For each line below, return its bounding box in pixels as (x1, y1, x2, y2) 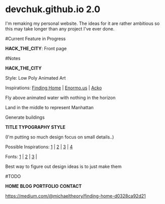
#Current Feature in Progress (5, 36, 66, 42)
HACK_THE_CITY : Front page (5, 45, 67, 51)
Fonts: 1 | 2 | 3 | (5, 153, 37, 159)
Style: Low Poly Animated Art (5, 75, 66, 81)
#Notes (5, 55, 21, 61)
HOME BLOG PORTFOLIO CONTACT (5, 183, 82, 189)
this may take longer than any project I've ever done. (5, 25, 115, 31)
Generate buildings (5, 114, 45, 120)
